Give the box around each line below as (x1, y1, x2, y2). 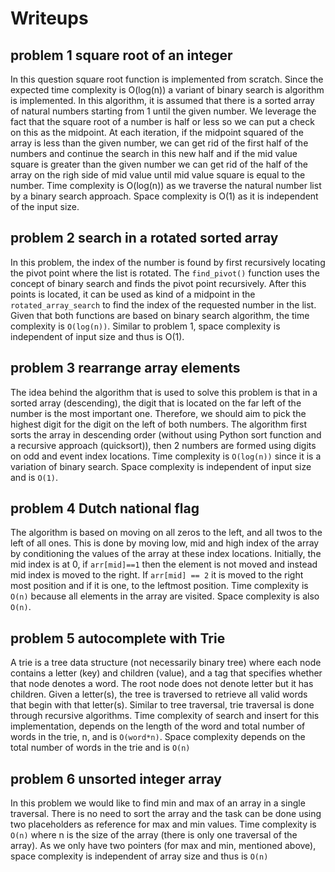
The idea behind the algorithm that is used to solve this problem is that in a (10, 386, 318, 398)
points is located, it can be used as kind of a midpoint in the (10, 288, 256, 300)
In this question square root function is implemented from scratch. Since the (10, 73, 324, 85)
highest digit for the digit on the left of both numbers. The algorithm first (10, 418, 307, 430)
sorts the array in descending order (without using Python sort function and (10, 428, 322, 441)
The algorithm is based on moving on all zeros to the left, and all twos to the (10, 527, 323, 539)
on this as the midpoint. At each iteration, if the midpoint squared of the (10, 127, 304, 138)
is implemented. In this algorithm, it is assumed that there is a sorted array (10, 95, 315, 106)
